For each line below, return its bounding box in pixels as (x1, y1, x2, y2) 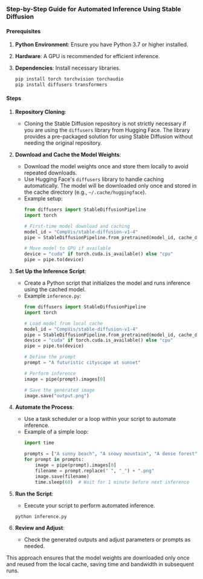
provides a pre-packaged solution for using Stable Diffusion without (24, 133, 193, 141)
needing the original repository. (24, 139, 103, 147)
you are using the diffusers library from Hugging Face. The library (24, 127, 190, 134)
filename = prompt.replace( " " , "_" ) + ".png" (35, 468, 155, 474)
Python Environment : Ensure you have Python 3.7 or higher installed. (14, 41, 188, 48)
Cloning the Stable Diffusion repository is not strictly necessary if (24, 120, 187, 127)
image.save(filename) (35, 473, 89, 480)
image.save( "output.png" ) (24, 392, 89, 399)
